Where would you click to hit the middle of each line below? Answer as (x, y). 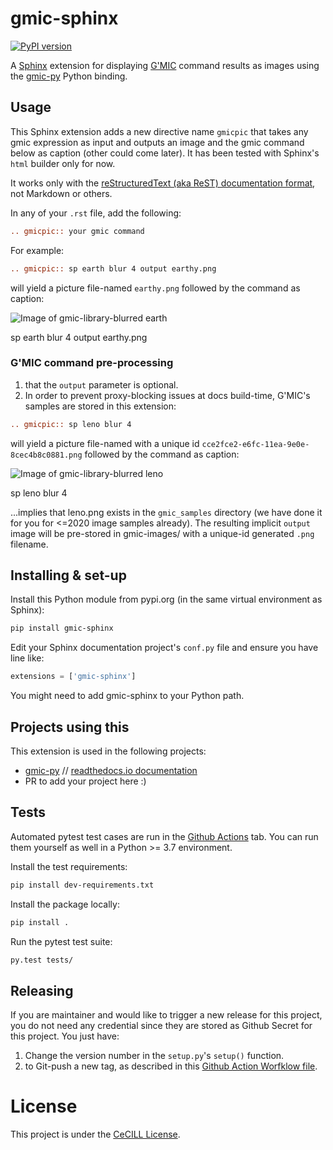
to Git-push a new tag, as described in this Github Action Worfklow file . (171, 1066)
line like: (27, 658)
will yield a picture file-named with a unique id (105, 443)
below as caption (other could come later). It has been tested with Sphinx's (165, 153)
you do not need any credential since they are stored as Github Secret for (161, 1026)
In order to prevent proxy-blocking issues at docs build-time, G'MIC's (167, 395)
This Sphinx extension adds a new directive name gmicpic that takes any (159, 131)
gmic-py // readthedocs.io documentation (111, 771)
